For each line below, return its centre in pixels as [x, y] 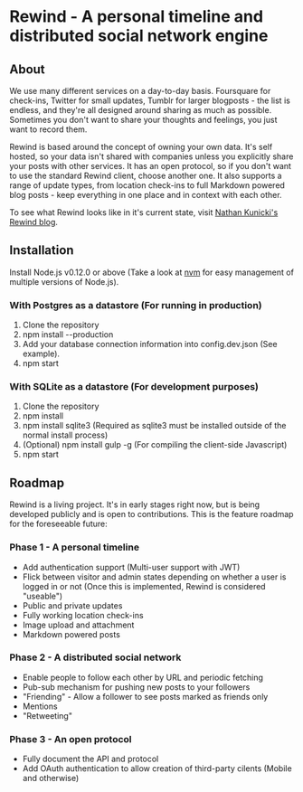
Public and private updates [72, 605]
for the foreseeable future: [59, 524]
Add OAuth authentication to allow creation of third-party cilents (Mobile [157, 768]
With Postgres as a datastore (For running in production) [136, 305]
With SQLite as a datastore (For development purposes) [134, 387]
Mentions [40, 706]
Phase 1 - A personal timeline [75, 547]
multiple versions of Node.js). [64, 281]
